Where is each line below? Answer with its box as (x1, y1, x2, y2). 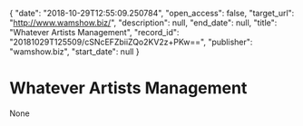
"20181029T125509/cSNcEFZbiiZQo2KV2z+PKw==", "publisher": (9, 36, 253, 47)
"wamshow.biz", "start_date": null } (9, 46, 140, 57)
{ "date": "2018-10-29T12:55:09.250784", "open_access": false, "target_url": (9, 8, 295, 18)
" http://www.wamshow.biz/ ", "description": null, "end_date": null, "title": (9, 17, 278, 28)
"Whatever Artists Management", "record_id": (9, 27, 180, 37)
